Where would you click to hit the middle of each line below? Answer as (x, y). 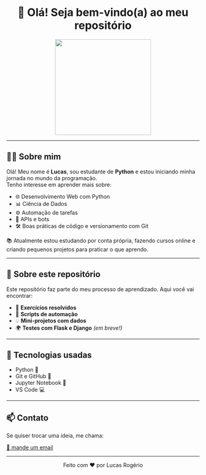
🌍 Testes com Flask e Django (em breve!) (69, 328)
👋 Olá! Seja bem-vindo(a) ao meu (103, 13)
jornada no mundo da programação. (52, 178)
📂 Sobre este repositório (54, 274)
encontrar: (20, 295)
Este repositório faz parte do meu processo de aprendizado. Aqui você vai (100, 289)
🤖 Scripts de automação (46, 314)
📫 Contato (28, 418)
